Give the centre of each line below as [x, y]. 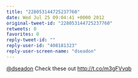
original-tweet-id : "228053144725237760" [60, 23]
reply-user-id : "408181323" [42, 46]
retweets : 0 [21, 29]
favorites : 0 [23, 34]
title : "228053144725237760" [43, 12]
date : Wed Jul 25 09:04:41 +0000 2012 [55, 18]
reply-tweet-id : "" [31, 40]
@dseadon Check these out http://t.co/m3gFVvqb [69, 68]
